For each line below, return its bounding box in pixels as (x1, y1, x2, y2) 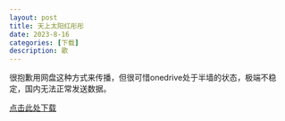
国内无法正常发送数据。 (24, 83, 112, 94)
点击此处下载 (9, 102, 56, 113)
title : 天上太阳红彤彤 (9, 22, 85, 30)
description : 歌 (9, 47, 69, 56)
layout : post (9, 13, 58, 22)
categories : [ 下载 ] (9, 38, 80, 48)
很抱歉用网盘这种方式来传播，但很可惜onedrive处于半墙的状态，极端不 (9, 73, 269, 83)
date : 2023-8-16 (9, 30, 70, 39)
